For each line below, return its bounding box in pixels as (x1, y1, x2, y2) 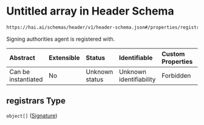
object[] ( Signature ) (6, 112, 58, 119)
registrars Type (6, 96, 66, 106)
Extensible (48, 53, 80, 62)
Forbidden (161, 71, 191, 79)
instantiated (9, 75, 43, 83)
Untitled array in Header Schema (6, 4, 174, 18)
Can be (9, 67, 30, 76)
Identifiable (118, 53, 153, 62)
